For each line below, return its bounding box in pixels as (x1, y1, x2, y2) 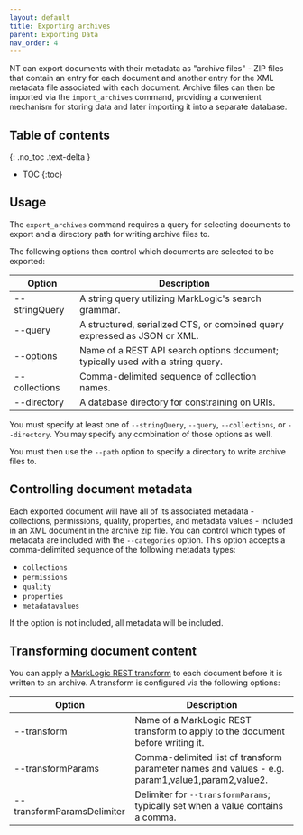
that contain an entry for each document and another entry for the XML (9, 73, 274, 84)
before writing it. (134, 736, 205, 748)
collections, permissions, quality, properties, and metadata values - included (9, 515, 293, 526)
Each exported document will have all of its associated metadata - (9, 506, 255, 517)
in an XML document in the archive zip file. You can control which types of (9, 525, 286, 536)
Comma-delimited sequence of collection (79, 370, 257, 382)
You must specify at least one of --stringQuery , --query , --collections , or (9, 418, 286, 429)
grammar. (79, 303, 121, 316)
